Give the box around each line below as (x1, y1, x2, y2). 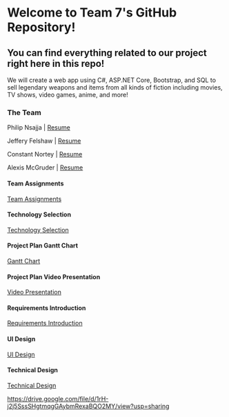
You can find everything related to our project (7, 47, 207, 59)
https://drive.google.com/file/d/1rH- (7, 394, 109, 403)
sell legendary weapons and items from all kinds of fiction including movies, (7, 83, 223, 91)
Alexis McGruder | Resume (7, 163, 83, 172)
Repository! (7, 19, 76, 35)
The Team (7, 108, 41, 117)
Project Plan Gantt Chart (7, 241, 78, 250)
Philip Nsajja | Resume (7, 123, 70, 132)
